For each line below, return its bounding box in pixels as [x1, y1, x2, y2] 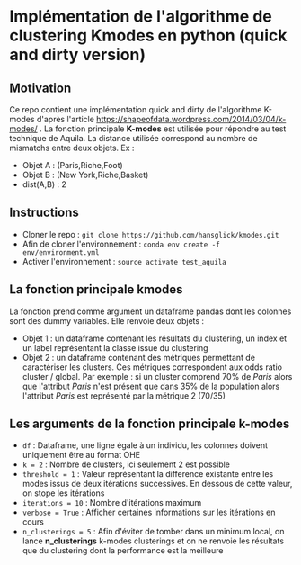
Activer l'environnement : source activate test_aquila [22, 256, 226, 266]
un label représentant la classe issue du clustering [22, 342, 208, 353]
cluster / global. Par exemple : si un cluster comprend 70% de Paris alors [22, 371, 293, 381]
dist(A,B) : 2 [22, 179, 67, 190]
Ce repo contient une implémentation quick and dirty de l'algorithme [9, 104, 262, 114]
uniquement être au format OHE [22, 450, 141, 461]
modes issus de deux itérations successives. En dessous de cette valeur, [22, 479, 293, 489]
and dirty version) [9, 45, 146, 65]
